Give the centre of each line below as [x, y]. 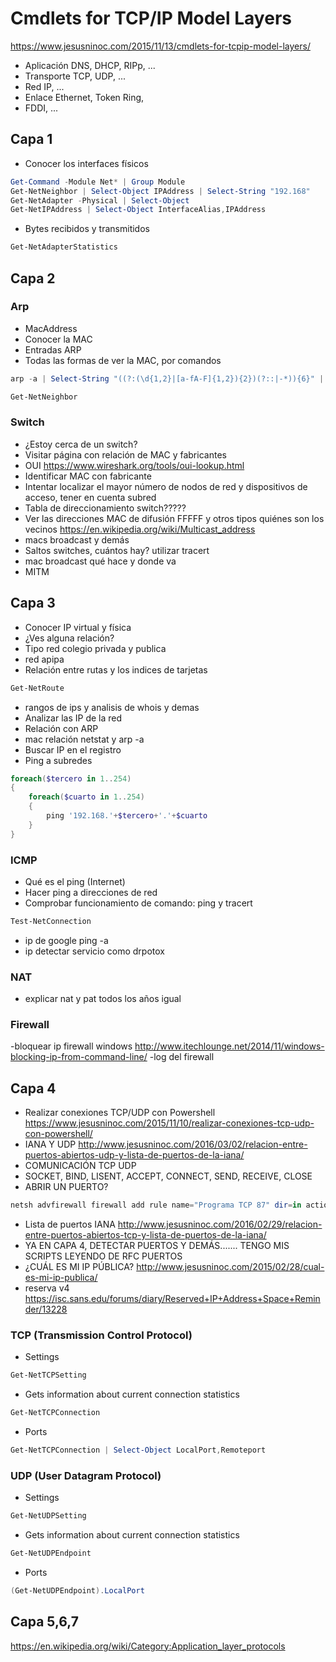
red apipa [44, 659]
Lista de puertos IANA [70, 1224]
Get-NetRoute [37, 688]
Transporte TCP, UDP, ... [75, 76]
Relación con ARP [61, 728]
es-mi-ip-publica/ [61, 1278]
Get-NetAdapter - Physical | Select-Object [100, 200]
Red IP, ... [44, 86]
